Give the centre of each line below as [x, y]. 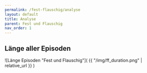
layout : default [21, 14]
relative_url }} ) [20, 66]
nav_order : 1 [18, 28]
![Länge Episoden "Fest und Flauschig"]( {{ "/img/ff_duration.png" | [73, 60]
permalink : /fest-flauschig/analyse [42, 10]
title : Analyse [20, 19]
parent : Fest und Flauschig [34, 24]
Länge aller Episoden [38, 48]
